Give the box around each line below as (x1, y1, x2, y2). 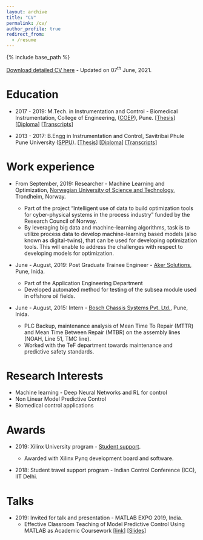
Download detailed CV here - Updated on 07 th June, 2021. (6, 65, 152, 73)
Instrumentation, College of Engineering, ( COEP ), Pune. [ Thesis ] (15, 114, 176, 121)
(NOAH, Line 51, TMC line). (24, 335, 92, 342)
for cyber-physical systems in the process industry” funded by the (24, 211, 190, 218)
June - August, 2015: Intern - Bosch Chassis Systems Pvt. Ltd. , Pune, (15, 304, 188, 311)
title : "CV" (6, 15, 36, 21)
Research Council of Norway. (24, 217, 98, 225)
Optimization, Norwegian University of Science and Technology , (15, 186, 175, 194)
